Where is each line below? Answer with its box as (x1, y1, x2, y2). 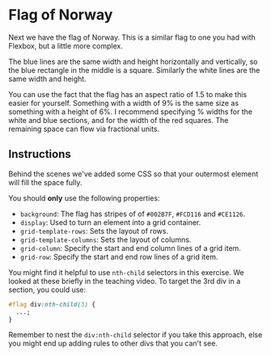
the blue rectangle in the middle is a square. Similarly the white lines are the (8, 65, 260, 74)
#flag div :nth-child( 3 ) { (8, 300, 95, 308)
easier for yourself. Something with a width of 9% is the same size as (8, 98, 239, 108)
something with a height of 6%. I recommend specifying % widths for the (8, 107, 253, 117)
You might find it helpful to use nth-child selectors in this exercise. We (8, 267, 244, 277)
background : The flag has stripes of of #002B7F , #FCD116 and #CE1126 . (19, 209, 246, 218)
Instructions (8, 147, 71, 161)
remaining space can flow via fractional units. (8, 124, 160, 133)
